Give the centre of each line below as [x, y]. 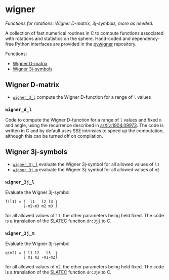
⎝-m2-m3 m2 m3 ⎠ [40, 206]
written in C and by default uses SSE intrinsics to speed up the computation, [85, 131]
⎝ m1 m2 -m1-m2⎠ [40, 257]
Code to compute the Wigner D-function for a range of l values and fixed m [83, 120]
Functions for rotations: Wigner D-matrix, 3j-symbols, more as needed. [79, 23]
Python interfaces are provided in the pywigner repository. [76, 44]
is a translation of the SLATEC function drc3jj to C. [58, 221]
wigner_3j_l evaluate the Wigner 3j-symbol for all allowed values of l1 [86, 164]
